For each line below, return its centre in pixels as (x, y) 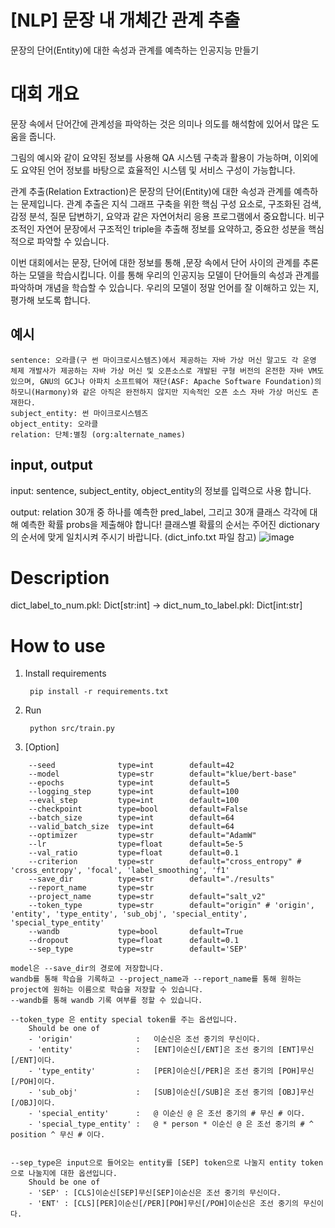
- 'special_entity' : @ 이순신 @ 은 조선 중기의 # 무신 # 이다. (167, 1114)
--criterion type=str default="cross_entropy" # (165, 862)
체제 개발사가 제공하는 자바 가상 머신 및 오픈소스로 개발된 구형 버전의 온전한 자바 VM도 (167, 371)
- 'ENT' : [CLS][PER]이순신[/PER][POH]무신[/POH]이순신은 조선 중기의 (163, 1204)
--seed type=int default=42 (131, 766)
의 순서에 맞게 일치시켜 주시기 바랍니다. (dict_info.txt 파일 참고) (133, 537)
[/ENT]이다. (33, 1061)
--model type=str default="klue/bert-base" (163, 774)
